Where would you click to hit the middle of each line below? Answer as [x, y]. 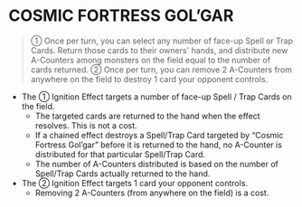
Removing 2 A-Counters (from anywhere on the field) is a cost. [152, 193]
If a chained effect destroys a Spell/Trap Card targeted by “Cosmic [159, 135]
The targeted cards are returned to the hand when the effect [147, 116]
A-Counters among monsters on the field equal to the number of [151, 60]
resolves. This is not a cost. [86, 125]
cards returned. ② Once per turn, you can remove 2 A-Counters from [161, 70]
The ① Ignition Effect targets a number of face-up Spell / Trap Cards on [157, 97]
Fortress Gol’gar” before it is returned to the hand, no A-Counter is [158, 145]
